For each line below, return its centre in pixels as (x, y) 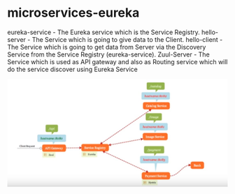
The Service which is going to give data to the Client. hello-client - (127, 39)
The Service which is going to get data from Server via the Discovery (107, 47)
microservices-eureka (73, 13)
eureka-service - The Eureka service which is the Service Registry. (104, 32)
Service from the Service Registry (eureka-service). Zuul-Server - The (108, 54)
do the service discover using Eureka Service (72, 69)
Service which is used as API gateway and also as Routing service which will (118, 61)
